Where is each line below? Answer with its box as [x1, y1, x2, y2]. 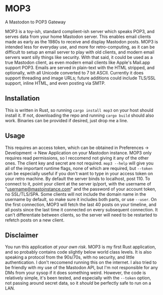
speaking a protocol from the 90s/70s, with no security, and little [5, 254, 135, 260]
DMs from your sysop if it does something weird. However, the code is [5, 270, 146, 276]
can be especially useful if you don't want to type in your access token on [5, 170, 153, 176]
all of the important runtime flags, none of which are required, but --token [5, 165, 153, 171]
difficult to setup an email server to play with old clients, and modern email [5, 49, 155, 55]
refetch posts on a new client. [5, 217, 65, 223]
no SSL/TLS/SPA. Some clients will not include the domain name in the [5, 191, 146, 197]
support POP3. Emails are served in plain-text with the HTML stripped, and [5, 64, 155, 71]
